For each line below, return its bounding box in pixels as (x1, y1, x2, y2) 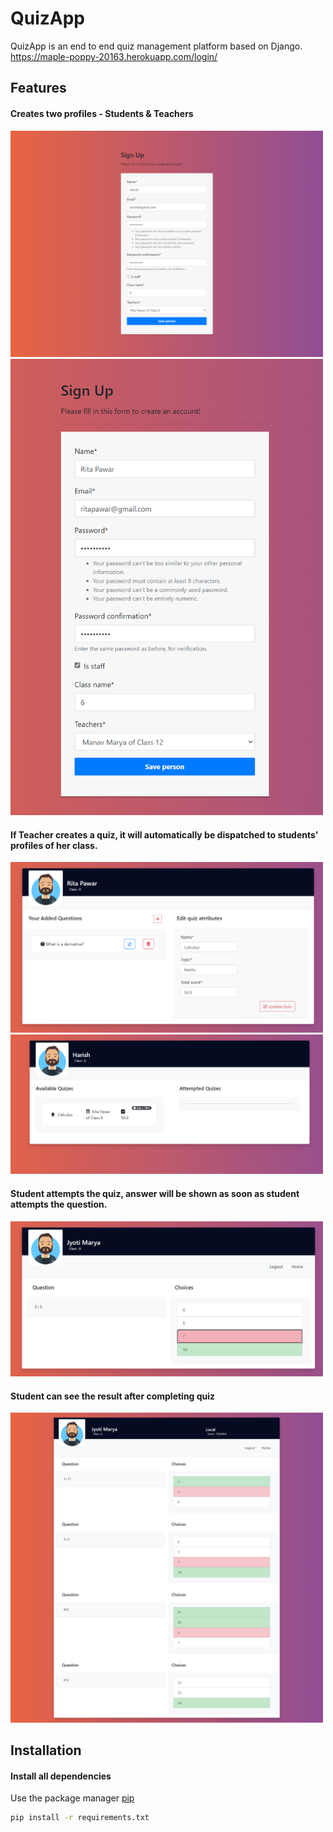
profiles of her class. (10, 839, 98, 851)
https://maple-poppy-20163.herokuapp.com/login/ (10, 50, 218, 62)
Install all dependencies (10, 1770, 112, 1782)
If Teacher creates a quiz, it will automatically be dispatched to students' (10, 828, 319, 841)
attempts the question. (10, 1198, 108, 1211)
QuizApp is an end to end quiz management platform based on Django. (10, 40, 303, 52)
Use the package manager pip (10, 1792, 135, 1804)
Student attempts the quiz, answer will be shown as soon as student (10, 1188, 300, 1200)
